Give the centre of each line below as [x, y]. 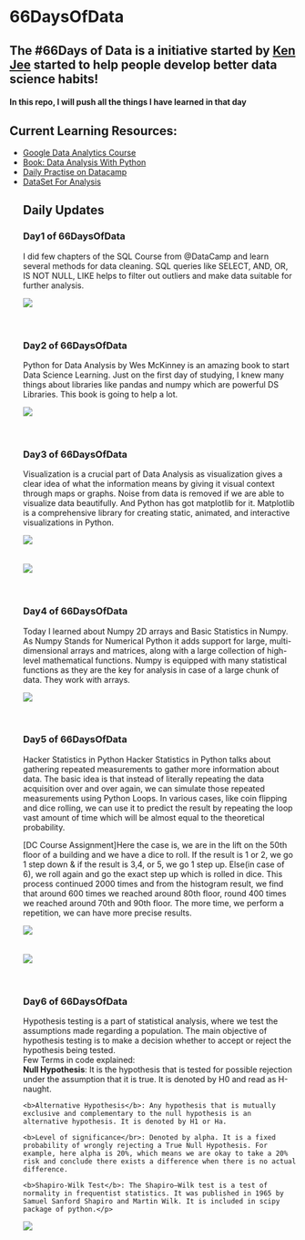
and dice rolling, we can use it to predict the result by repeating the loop [158, 808]
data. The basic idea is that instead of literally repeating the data [143, 779]
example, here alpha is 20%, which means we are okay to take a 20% [155, 1154]
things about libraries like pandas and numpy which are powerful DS [151, 384]
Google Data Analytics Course [79, 152]
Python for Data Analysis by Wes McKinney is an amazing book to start [156, 365]
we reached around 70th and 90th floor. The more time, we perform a [153, 903]
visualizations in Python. [68, 522]
